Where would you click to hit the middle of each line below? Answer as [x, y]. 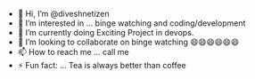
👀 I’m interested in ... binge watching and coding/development [132, 23]
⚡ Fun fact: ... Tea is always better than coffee [102, 65]
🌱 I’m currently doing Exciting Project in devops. [106, 32]
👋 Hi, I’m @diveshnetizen [63, 14]
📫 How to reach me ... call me [73, 52]
